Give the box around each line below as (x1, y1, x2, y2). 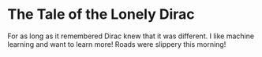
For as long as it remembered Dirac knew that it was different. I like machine (7, 31, 254, 41)
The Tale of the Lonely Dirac (7, 5, 195, 23)
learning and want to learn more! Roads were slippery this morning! (7, 39, 226, 48)
